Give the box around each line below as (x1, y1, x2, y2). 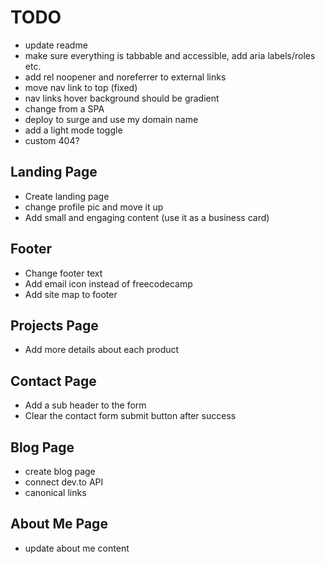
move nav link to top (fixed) (24, 81, 138, 93)
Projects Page (10, 317, 99, 334)
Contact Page (10, 372, 97, 390)
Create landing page (24, 190, 110, 202)
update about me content (24, 542, 130, 554)
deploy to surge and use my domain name (24, 113, 199, 125)
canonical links (24, 487, 87, 498)
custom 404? (24, 134, 80, 146)
